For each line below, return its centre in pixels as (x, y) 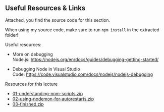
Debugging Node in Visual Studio (46, 69)
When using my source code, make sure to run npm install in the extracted (82, 30)
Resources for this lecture (31, 84)
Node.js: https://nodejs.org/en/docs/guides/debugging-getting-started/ (85, 59)
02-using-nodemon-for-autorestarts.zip (53, 99)
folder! (12, 35)
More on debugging (32, 54)
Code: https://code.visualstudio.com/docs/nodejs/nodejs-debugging (82, 74)
